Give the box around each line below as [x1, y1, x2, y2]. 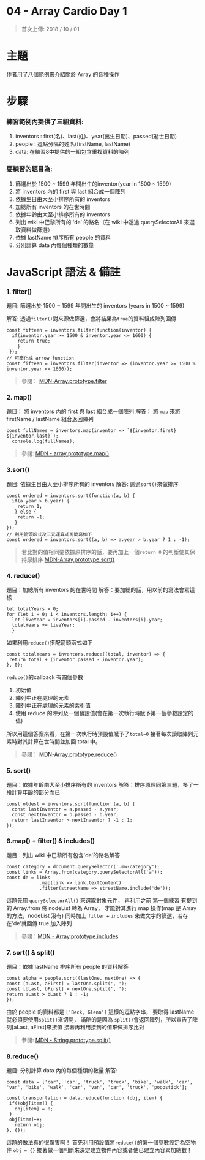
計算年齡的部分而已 [11, 789, 60, 796]
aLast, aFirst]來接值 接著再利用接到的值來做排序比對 [13, 1023, 145, 1031]
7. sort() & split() [6, 948, 55, 957]
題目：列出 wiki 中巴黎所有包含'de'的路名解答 [6, 851, 121, 859]
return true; [17, 338, 51, 344]
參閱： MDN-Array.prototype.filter [21, 377, 107, 385]
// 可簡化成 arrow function [6, 355, 75, 362]
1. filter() [6, 287, 32, 295]
